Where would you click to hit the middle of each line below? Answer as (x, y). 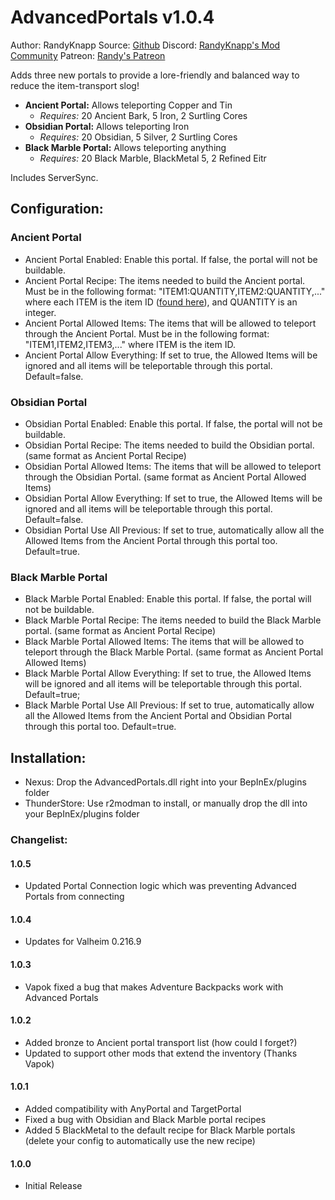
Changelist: (39, 839)
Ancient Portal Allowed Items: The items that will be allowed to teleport (170, 323)
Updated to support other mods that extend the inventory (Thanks (161, 1053)
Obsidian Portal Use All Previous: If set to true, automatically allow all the (174, 530)
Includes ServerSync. (54, 177)
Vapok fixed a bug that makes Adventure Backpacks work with (154, 987)
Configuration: (57, 209)
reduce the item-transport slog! (75, 85)
